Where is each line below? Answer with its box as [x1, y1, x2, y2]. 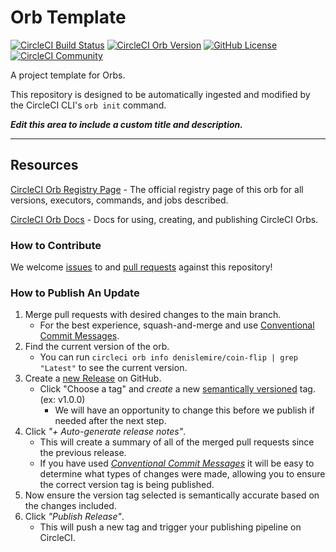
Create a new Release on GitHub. [24, 372, 162, 385]
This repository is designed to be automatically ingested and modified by [10, 88, 311, 100]
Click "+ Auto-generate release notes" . [24, 426, 187, 438]
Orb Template [10, 6, 127, 29]
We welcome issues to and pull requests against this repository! [10, 261, 273, 273]
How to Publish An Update [10, 286, 140, 300]
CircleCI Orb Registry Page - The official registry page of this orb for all [10, 183, 304, 195]
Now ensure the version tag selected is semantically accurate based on [24, 489, 320, 501]
